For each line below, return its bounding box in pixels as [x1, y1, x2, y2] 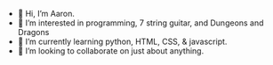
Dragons [17, 27, 50, 37]
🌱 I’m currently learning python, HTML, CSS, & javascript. [17, 36, 228, 47]
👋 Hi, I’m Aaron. [17, 9, 76, 18]
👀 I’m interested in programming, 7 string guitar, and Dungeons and [17, 18, 264, 28]
